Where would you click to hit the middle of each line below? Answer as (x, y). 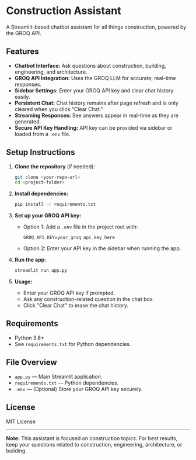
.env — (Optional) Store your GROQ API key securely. (78, 389)
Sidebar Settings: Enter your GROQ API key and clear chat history (94, 90)
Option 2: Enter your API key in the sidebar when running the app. (102, 248)
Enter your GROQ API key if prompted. (69, 293)
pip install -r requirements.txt (55, 205)
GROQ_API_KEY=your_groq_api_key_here (69, 238)
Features (22, 52)
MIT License (21, 421)
